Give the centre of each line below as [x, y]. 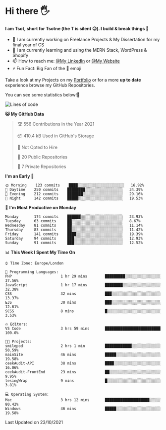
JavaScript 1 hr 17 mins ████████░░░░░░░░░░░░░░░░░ [83, 285]
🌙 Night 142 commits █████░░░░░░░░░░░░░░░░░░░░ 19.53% [74, 198]
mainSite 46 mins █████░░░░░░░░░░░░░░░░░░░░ [83, 355]
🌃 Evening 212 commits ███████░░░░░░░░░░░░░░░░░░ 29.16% [74, 194]
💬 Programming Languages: [32, 272]
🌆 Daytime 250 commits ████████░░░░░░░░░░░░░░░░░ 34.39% [74, 190]
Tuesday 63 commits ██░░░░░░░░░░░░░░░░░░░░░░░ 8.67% [73, 221]
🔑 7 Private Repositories [42, 167]
